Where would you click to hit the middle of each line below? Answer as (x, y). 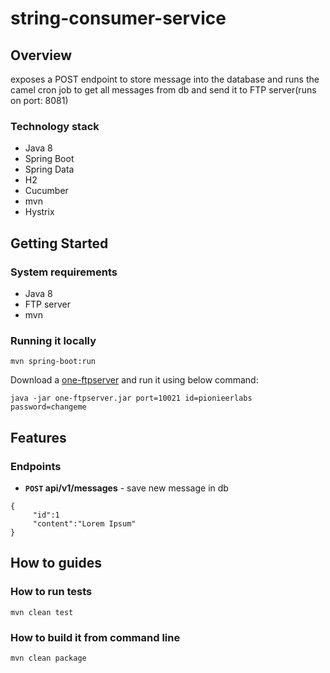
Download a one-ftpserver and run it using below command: (134, 380)
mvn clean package (48, 658)
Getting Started (59, 243)
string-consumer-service (118, 18)
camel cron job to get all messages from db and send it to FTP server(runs (163, 90)
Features (38, 437)
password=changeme (48, 407)
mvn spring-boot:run (53, 362)
